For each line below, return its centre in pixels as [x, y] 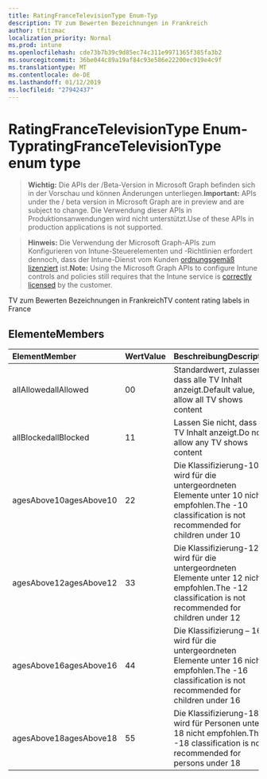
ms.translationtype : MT [48, 68]
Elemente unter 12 [208, 578]
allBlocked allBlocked [51, 437]
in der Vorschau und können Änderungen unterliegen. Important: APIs [142, 194]
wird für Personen [207, 723]
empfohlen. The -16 [211, 671]
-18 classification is [211, 743]
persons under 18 [207, 763]
